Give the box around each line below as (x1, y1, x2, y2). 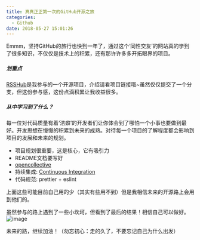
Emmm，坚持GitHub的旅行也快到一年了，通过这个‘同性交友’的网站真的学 (6, 42, 184, 50)
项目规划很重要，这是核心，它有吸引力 (14, 147, 109, 154)
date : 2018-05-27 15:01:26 (6, 25, 73, 32)
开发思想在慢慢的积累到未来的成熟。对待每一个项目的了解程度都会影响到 (16, 127, 195, 134)
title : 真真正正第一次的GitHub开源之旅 (6, 8, 94, 15)
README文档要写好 (14, 155, 64, 162)
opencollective (14, 161, 52, 168)
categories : (6, 14, 36, 20)
